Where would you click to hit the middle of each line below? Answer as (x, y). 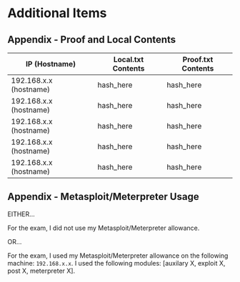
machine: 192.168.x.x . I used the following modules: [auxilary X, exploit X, (116, 263)
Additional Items (57, 13)
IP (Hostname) (51, 64)
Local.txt (129, 60)
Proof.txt (198, 60)
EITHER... (21, 214)
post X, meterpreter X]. (41, 271)
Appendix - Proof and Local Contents (92, 40)
